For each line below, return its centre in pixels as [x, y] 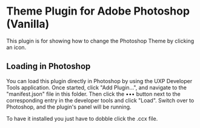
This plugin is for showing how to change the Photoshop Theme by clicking [100, 41]
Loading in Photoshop [48, 66]
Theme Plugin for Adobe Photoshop [98, 11]
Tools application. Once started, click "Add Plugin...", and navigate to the [96, 87]
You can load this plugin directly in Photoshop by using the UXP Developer [99, 81]
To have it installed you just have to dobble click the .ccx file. [82, 118]
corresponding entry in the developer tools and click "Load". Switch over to [100, 100]
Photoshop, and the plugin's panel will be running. [69, 107]
